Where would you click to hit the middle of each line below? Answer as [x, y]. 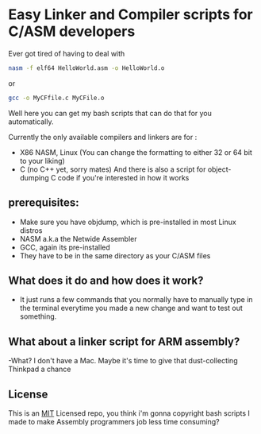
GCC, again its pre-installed [65, 247]
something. [38, 316]
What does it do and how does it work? [106, 280]
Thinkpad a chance [40, 369]
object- [219, 169]
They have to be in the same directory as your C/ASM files [115, 255]
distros [31, 230]
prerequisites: [44, 203]
